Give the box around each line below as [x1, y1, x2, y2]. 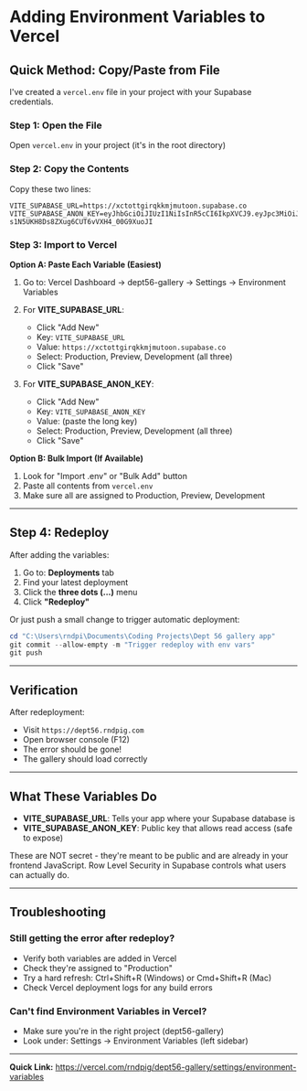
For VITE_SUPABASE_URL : [22, 304, 125, 315]
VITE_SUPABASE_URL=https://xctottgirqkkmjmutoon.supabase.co [9, 201, 248, 210]
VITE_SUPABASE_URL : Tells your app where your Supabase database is [22, 812, 295, 824]
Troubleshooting [9, 904, 107, 920]
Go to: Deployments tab [22, 567, 114, 578]
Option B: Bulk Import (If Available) [9, 453, 143, 464]
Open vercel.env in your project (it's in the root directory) [9, 140, 227, 151]
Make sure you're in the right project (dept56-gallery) [22, 1025, 225, 1036]
